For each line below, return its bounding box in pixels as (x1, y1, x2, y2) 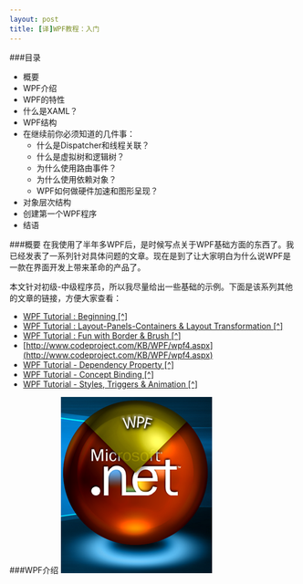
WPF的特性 (22, 94, 66, 105)
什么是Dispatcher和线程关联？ (36, 140, 151, 151)
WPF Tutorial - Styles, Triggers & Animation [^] (22, 379, 198, 390)
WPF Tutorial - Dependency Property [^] (22, 359, 175, 370)
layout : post (9, 15, 59, 24)
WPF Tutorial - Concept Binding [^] (22, 369, 154, 380)
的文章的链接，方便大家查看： (9, 292, 121, 303)
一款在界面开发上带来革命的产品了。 (9, 261, 146, 273)
